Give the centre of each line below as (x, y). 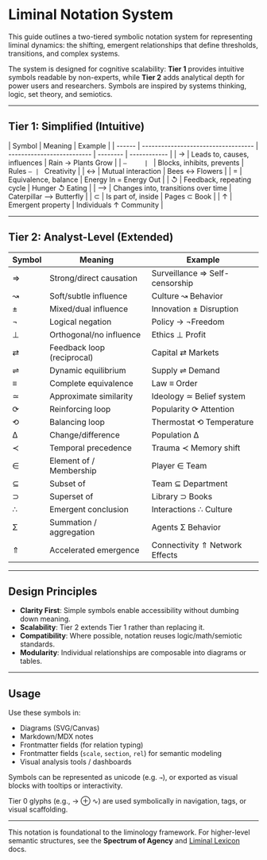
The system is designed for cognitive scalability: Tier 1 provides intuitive (126, 68)
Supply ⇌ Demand (186, 370)
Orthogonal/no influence (95, 334)
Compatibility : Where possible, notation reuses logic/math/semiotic (131, 636)
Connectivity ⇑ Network (197, 545)
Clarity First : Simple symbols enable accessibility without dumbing (130, 611)
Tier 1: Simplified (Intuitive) (77, 127)
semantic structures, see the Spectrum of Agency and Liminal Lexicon (124, 841)
